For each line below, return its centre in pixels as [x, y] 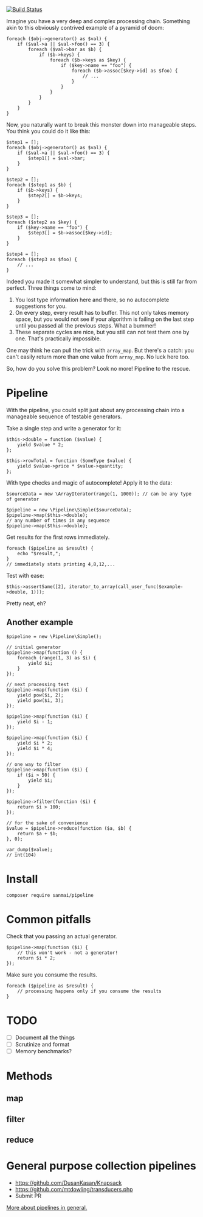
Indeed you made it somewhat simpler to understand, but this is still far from [102, 281]
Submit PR [28, 1196]
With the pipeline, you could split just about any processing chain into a [95, 410]
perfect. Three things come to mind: [51, 288]
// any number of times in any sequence [58, 521]
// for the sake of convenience [47, 823]
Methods [29, 1076]
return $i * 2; [36, 958]
